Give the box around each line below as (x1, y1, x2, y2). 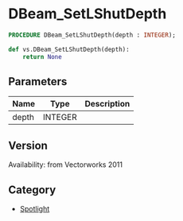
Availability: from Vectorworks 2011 (8, 160, 123, 169)
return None (22, 52, 62, 60)
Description (84, 99, 130, 110)
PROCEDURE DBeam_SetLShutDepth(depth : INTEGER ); (8, 31, 177, 39)
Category (8, 183, 56, 196)
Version (8, 138, 48, 152)
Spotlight (19, 204, 50, 213)
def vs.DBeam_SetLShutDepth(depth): (8, 45, 130, 53)
